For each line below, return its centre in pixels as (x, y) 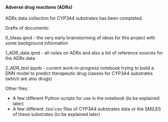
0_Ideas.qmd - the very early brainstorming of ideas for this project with (80, 38)
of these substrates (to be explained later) (56, 114)
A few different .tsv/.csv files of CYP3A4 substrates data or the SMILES (87, 109)
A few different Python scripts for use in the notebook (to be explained (86, 98)
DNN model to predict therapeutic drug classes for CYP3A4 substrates (79, 74)
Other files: (17, 89)
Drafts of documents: (27, 28)
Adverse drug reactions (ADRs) (39, 7)
